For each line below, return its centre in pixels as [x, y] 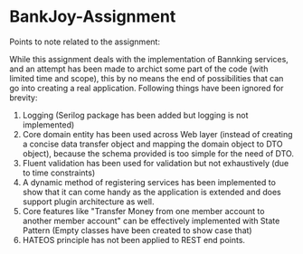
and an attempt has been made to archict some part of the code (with [139, 69]
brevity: [24, 98]
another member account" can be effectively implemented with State [151, 221]
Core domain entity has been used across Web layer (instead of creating [157, 134]
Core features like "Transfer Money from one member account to [143, 211]
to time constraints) [59, 173]
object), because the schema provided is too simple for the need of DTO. [158, 153]
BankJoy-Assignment [93, 17]
